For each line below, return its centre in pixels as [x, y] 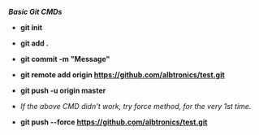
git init [31, 27]
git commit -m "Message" [65, 59]
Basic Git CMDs [35, 12]
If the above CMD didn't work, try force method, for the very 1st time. [136, 106]
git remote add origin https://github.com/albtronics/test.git [122, 75]
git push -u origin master [63, 90]
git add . [34, 43]
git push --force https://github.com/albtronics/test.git [114, 122]
